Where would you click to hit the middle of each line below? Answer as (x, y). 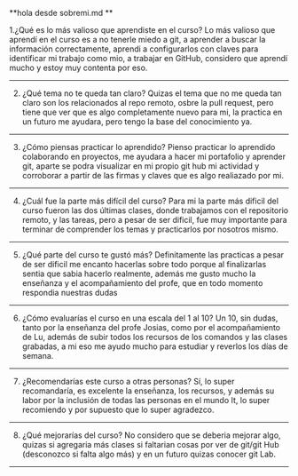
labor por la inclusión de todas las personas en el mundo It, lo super (146, 400)
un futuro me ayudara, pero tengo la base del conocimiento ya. (137, 122)
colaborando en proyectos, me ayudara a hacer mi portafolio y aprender (154, 156)
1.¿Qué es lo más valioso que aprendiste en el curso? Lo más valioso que (142, 30)
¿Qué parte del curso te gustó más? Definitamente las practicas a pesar (153, 255)
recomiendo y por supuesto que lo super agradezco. (118, 409)
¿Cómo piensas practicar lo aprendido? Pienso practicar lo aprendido (149, 147)
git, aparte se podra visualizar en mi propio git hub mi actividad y (141, 166)
